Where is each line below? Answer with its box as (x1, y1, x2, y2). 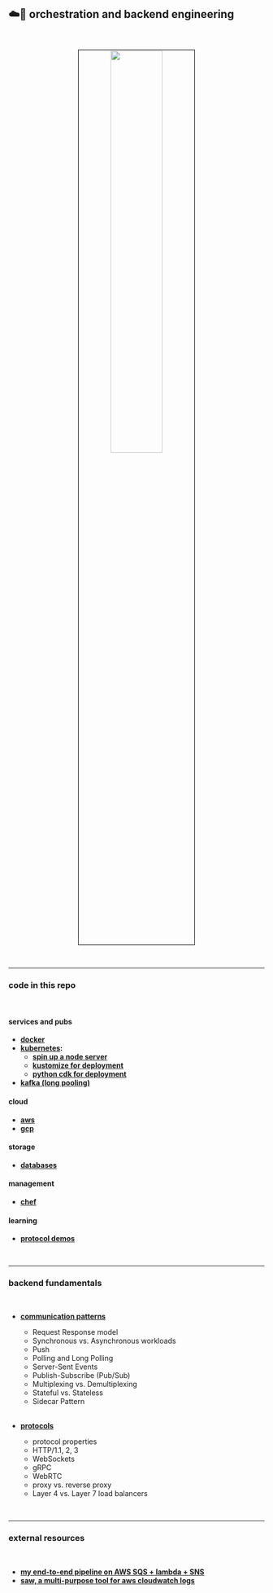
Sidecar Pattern (32, 1397, 85, 1406)
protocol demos (19, 1234, 76, 1244)
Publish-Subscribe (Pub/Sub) (32, 1371, 131, 1380)
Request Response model (32, 1327, 119, 1337)
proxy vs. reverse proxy (32, 1480, 112, 1490)
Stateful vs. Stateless (32, 1388, 104, 1398)
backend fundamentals (8, 1278, 102, 1289)
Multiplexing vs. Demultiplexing (32, 1380, 138, 1389)
